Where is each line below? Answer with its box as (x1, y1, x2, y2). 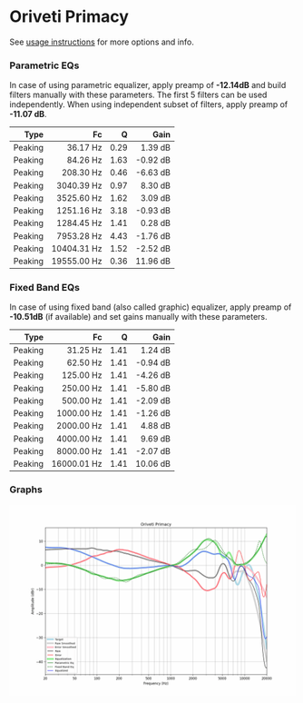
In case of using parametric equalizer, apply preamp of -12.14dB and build (9, 80, 287, 91)
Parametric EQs (9, 59, 80, 72)
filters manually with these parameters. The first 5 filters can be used (9, 89, 268, 101)
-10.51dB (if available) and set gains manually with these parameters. (9, 312, 268, 322)
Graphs (9, 483, 43, 496)
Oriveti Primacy (9, 6, 130, 27)
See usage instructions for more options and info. (9, 36, 195, 47)
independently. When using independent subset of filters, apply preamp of (9, 99, 288, 110)
